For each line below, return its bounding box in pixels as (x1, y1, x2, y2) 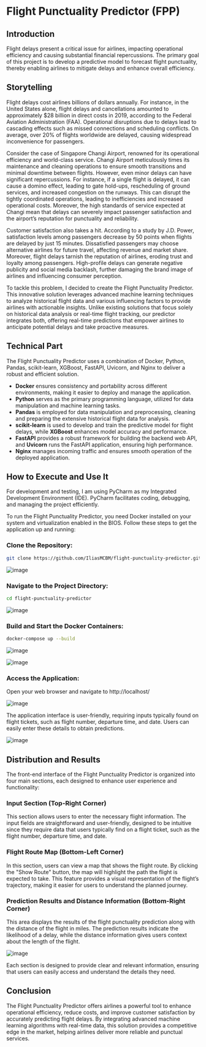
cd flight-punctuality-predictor (6, 595, 92, 602)
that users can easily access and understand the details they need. (6, 968, 176, 975)
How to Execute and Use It (6, 472, 109, 482)
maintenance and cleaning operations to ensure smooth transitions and (6, 163, 186, 170)
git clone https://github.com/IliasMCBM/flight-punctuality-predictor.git (6, 555, 202, 561)
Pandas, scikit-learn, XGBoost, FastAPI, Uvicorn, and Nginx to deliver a (6, 364, 186, 371)
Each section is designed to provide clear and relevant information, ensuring (6, 961, 199, 968)
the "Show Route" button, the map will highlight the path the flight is (6, 868, 178, 875)
